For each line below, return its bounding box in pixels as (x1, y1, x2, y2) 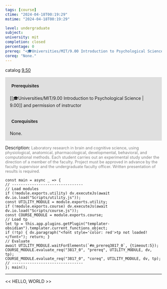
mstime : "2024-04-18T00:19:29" (5, 16, 70, 21)
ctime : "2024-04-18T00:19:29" (5, 12, 68, 17)
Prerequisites (11, 83, 39, 89)
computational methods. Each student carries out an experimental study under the (5, 154, 160, 160)
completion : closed (5, 39, 46, 45)
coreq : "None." (5, 53, 37, 58)
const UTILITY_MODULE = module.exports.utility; (5, 199, 108, 204)
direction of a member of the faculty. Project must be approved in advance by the (5, 159, 158, 164)
